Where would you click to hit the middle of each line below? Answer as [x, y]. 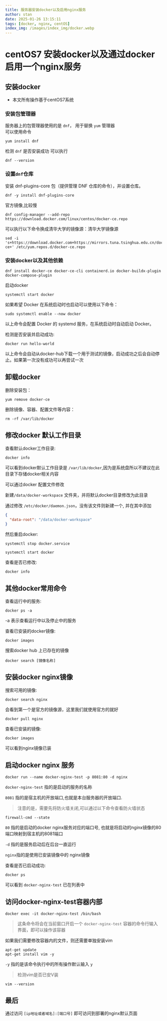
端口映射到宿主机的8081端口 [34, 833]
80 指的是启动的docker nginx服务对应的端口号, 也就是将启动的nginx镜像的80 [83, 827]
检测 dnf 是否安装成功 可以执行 [37, 151]
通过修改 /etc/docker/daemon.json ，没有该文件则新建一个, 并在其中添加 [78, 506]
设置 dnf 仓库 [19, 174]
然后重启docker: [22, 534]
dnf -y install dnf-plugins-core [40, 195]
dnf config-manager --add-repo [38, 215]
